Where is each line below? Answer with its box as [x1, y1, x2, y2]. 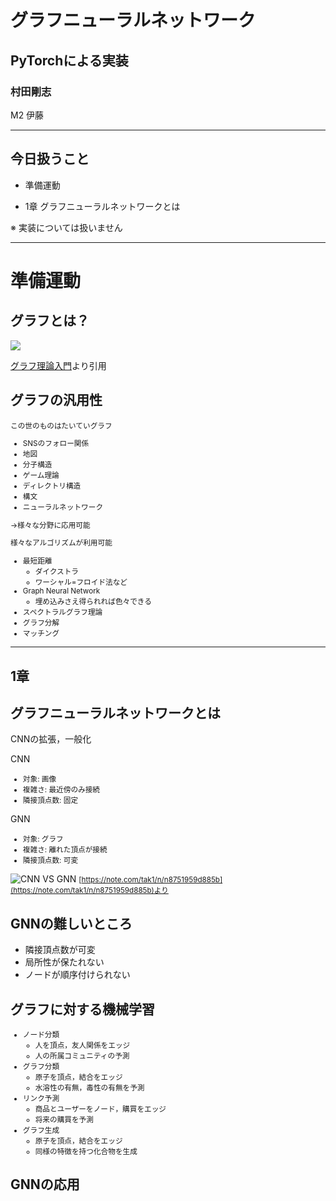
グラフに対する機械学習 [10, 1001, 155, 1018]
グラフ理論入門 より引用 [10, 359, 107, 371]
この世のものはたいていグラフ [10, 421, 113, 431]
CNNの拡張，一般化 [10, 733, 92, 745]
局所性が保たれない [24, 956, 105, 968]
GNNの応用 [10, 1176, 80, 1193]
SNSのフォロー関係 [22, 439, 90, 449]
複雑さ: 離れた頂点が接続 [22, 845, 108, 855]
